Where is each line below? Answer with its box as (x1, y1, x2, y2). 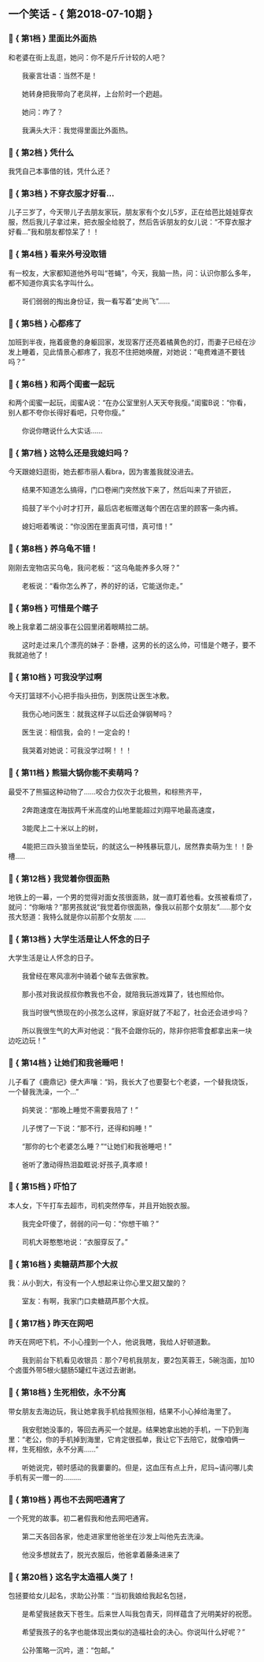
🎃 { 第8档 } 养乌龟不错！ (8, 543, 99, 554)
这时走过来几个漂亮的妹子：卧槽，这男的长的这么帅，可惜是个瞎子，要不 (21, 641, 256, 650)
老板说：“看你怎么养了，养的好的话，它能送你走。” (21, 581, 183, 590)
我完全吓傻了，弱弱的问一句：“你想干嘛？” (21, 1218, 159, 1228)
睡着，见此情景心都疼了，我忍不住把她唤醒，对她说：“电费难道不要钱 (21, 347, 246, 356)
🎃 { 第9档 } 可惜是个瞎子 (8, 602, 99, 613)
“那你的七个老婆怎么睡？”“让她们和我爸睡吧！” (21, 1141, 172, 1151)
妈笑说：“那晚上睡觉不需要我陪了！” (21, 1105, 139, 1114)
